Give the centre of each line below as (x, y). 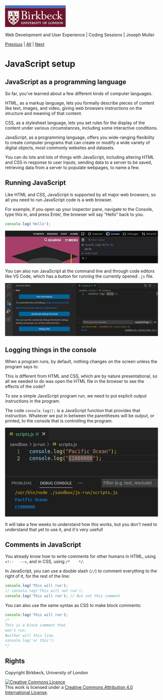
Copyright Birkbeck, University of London (47, 673)
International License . (27, 693)
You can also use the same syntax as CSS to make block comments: (73, 605)
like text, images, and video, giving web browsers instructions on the (73, 108)
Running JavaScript (36, 183)
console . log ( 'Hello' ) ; (28, 224)
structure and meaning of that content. (44, 113)
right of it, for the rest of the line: (38, 576)
